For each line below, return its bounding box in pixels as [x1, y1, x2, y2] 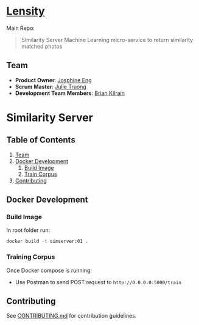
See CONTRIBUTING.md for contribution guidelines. [6, 312, 137, 320]
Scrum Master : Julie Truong [15, 83, 86, 90]
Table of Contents [6, 135, 76, 145]
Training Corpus [6, 253, 55, 261]
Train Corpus [24, 170, 57, 178]
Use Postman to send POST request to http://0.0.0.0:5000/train [15, 278, 181, 285]
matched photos [21, 43, 63, 50]
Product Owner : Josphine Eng [15, 76, 93, 83]
